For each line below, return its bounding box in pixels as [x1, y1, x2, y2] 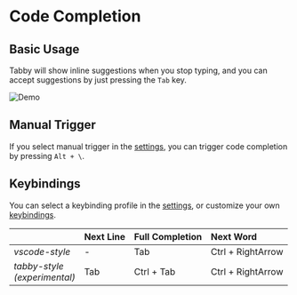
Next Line [84, 230, 126, 243]
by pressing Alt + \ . [9, 150, 85, 161]
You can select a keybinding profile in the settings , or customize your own [9, 200, 280, 211]
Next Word [210, 230, 258, 243]
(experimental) [13, 271, 76, 283]
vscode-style [13, 245, 71, 258]
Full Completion [133, 230, 203, 243]
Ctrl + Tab [133, 265, 176, 277]
